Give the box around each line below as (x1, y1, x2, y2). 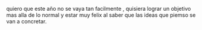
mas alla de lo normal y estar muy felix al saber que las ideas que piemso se (6, 11, 196, 19)
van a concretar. (6, 18, 47, 25)
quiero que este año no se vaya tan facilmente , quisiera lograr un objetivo (6, 5, 191, 12)
